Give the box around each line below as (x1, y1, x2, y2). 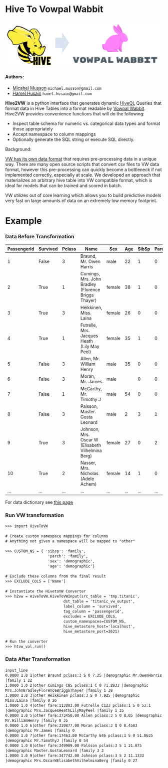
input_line (5, 668, 28, 673)
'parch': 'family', (47, 554, 88, 559)
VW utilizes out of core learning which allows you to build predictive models (5, 192, 161, 198)
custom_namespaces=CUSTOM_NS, (63, 619, 126, 624)
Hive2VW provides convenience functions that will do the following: (5, 110, 145, 116)
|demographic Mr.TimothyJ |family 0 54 (5, 738, 88, 743)
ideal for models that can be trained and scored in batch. (5, 182, 122, 189)
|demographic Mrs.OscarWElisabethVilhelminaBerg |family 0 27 (5, 758, 137, 763)
